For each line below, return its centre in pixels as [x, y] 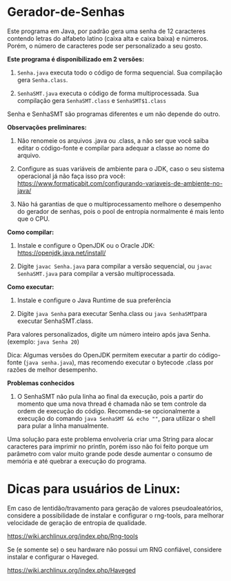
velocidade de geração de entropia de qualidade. [77, 522]
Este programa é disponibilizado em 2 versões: [76, 59]
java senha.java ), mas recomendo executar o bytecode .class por [120, 362]
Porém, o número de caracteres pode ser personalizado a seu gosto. [105, 46]
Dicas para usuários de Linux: [94, 489]
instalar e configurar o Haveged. [53, 557]
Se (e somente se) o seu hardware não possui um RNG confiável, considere [114, 549]
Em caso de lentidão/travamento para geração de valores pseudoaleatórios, [115, 508]
